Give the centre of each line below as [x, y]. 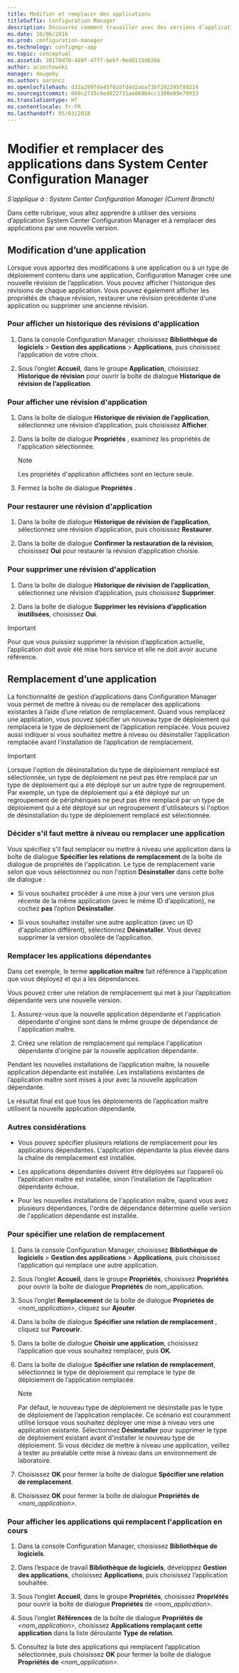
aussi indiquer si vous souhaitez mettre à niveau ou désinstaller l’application [118, 734]
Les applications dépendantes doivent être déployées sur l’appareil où [120, 1171]
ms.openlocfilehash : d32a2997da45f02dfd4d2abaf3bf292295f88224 [103, 87]
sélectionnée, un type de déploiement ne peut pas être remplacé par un [113, 777]
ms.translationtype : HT [43, 101]
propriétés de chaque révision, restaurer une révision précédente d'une [112, 298]
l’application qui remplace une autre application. [88, 1265]
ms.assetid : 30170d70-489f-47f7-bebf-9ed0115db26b [84, 61]
